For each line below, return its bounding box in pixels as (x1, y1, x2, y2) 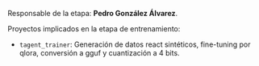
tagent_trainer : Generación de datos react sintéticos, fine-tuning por (19, 39, 251, 49)
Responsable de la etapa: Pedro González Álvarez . (7, 9, 178, 18)
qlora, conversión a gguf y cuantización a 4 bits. (19, 48, 180, 57)
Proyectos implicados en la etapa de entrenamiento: (7, 24, 181, 33)
